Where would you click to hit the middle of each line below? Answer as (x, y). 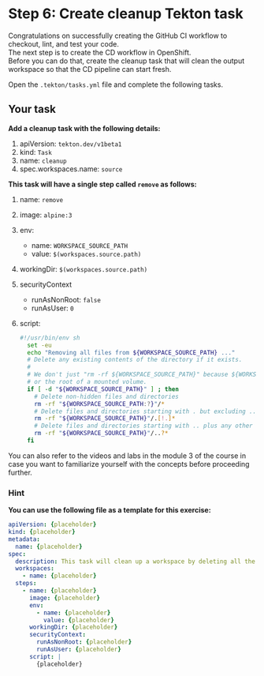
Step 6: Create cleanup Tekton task (126, 14)
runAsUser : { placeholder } (79, 650)
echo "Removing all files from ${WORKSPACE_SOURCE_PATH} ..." (131, 352)
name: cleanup (43, 160)
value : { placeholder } (78, 620)
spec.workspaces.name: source (71, 169)
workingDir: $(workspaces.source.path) (84, 269)
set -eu (40, 345)
